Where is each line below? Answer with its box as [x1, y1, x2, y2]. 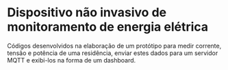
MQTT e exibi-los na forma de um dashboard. [7, 56, 136, 64]
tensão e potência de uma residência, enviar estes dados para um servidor [7, 49, 218, 57]
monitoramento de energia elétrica [7, 19, 209, 35]
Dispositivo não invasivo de [7, 5, 166, 20]
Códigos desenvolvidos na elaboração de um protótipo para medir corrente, [7, 41, 222, 50]
